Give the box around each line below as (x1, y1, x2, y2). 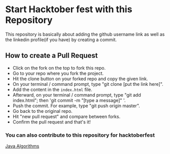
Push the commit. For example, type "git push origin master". (12, 103, 141, 109)
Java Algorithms (5, 143, 40, 149)
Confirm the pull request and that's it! (12, 118, 91, 125)
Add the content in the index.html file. (12, 86, 92, 93)
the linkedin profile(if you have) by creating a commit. (5, 37, 117, 43)
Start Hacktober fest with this (5, 4, 132, 15)
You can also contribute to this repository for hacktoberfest (5, 131, 155, 138)
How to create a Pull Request (5, 51, 98, 60)
